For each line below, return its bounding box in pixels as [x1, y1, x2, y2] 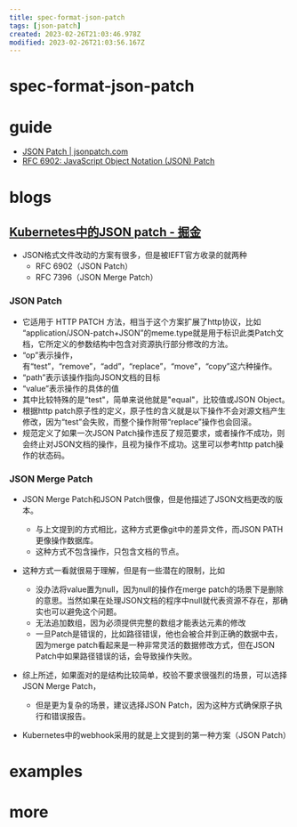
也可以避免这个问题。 [43, 606, 122, 617]
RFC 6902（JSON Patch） [35, 261, 133, 272]
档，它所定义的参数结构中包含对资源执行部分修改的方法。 [21, 338, 233, 349]
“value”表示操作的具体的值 [21, 383, 120, 393]
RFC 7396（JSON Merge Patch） [35, 272, 158, 283]
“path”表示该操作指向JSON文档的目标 [21, 371, 161, 383]
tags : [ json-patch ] [9, 21, 82, 30]
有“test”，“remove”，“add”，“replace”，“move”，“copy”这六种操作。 [21, 361, 277, 371]
